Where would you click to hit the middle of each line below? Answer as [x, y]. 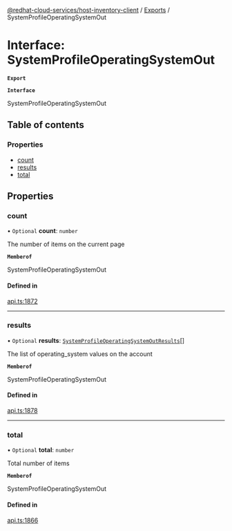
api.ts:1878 [22, 411]
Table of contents [46, 125]
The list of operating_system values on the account [80, 354]
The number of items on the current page [66, 244]
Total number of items [39, 463]
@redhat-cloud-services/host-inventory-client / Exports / [89, 10]
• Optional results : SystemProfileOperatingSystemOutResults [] [96, 340]
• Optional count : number [42, 231]
